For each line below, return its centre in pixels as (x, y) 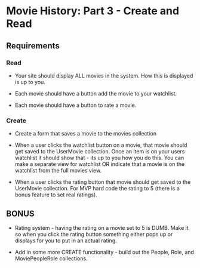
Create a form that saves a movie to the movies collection (86, 134)
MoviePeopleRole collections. (51, 258)
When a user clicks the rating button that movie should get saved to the (103, 182)
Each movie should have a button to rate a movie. (76, 105)
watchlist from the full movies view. (58, 171)
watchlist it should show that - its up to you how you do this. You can (99, 158)
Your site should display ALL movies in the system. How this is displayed (104, 75)
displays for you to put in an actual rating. (66, 241)
